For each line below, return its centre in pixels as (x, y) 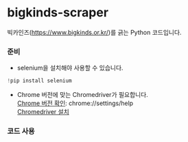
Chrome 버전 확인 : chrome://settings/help (75, 103)
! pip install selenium (39, 81)
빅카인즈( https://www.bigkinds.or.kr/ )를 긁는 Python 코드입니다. (94, 32)
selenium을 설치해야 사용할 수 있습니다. (70, 68)
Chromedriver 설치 (43, 112)
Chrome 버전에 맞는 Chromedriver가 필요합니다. (83, 95)
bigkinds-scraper (58, 13)
